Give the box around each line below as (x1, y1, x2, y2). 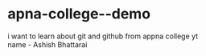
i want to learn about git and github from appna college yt (7, 31, 199, 41)
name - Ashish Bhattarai (7, 39, 88, 49)
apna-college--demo (7, 5, 150, 23)
